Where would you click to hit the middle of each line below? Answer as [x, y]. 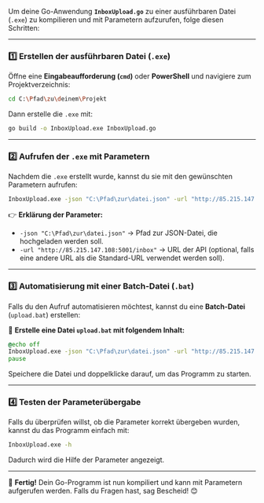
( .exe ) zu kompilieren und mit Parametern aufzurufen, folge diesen [116, 20]
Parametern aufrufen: [43, 185]
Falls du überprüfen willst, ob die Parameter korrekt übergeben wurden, [124, 422]
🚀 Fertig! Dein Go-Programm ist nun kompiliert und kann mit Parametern [125, 483]
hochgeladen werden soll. [61, 241]
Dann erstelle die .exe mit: [50, 114]
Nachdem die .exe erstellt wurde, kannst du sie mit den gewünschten [121, 177]
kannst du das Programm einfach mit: [69, 431]
